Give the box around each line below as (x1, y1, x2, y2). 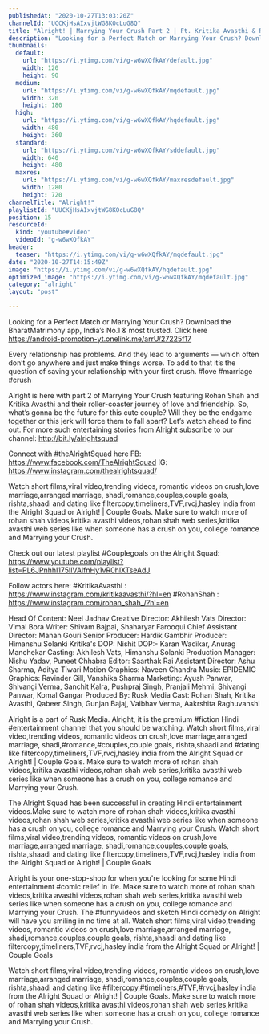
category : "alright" (8, 280, 78, 289)
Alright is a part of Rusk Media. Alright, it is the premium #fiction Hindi (8, 714, 239, 723)
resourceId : (8, 221, 48, 229)
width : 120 (22, 64, 59, 72)
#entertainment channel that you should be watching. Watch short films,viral (8, 723, 260, 732)
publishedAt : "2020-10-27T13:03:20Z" (8, 11, 134, 20)
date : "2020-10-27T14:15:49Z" (8, 258, 110, 266)
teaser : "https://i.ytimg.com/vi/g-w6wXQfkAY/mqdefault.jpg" (15, 250, 224, 258)
